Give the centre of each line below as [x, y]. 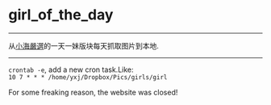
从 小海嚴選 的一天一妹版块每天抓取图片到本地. [84, 45]
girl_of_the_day [61, 15]
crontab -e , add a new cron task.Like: [71, 69]
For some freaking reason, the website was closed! [93, 92]
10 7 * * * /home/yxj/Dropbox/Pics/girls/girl [88, 77]
